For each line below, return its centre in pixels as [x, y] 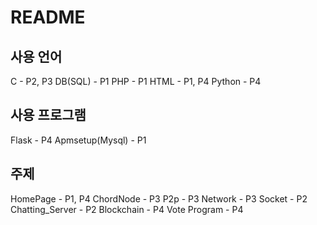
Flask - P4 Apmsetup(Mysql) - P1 [78, 140]
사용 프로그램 [48, 115]
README [48, 17]
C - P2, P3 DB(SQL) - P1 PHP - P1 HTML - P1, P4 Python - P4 [136, 81]
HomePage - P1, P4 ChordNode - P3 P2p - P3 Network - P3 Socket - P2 [159, 198]
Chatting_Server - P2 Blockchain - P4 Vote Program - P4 [127, 209]
